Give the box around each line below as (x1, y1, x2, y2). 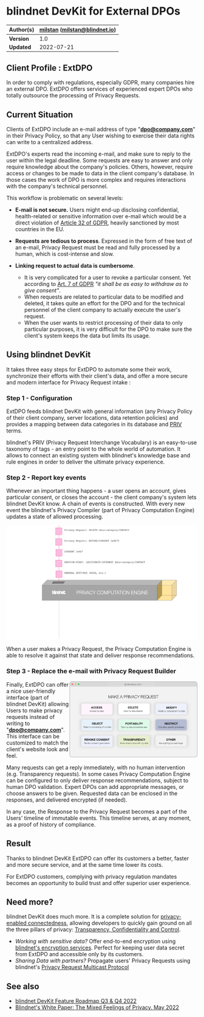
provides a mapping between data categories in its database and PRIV (6, 421, 182, 428)
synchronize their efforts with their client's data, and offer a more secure (6, 372, 188, 380)
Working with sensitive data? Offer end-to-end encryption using (15, 938, 176, 945)
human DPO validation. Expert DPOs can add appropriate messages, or (6, 783, 185, 790)
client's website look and (6, 745, 69, 752)
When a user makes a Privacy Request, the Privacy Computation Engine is (6, 645, 192, 653)
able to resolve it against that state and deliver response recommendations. (6, 652, 195, 659)
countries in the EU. (15, 226, 65, 233)
